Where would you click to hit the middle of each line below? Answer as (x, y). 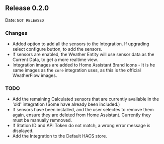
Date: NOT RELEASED (25, 20)
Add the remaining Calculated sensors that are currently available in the (85, 99)
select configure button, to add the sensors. (57, 49)
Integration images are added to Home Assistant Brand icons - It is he (83, 65)
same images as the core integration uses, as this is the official (77, 70)
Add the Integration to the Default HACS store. (60, 136)
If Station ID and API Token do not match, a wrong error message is (81, 126)
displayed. (23, 131)
